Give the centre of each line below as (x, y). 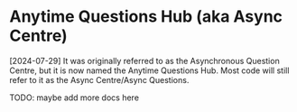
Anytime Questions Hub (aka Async (146, 17)
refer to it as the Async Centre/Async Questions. (99, 79)
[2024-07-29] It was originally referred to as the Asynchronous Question (144, 61)
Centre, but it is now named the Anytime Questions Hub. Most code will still (149, 70)
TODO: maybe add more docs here (74, 98)
